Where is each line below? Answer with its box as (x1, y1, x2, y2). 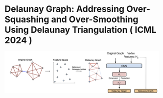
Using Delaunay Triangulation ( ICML (4, 24, 157, 35)
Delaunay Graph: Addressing (4, 3, 125, 15)
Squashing (4, 14, 49, 25)
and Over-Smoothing (51, 14, 139, 25)
